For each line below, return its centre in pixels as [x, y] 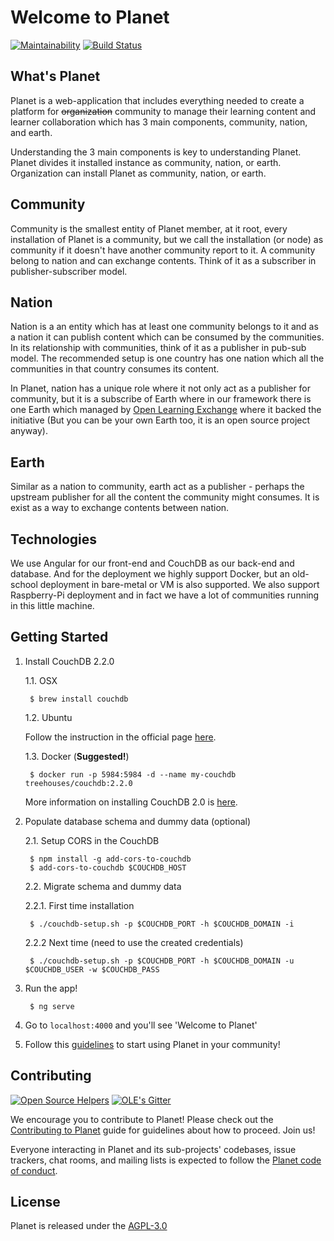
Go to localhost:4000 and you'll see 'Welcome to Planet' [141, 1025]
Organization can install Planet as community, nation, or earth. [138, 173]
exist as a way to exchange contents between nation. [120, 508]
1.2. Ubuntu [48, 717]
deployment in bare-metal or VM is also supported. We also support [179, 584]
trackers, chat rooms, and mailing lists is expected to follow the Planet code [166, 1160]
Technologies [54, 539]
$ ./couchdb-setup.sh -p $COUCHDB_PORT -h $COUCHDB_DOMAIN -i [162, 924]
